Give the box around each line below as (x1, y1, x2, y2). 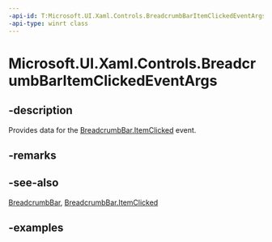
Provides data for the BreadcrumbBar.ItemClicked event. (8, 125, 197, 134)
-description (8, 104, 73, 117)
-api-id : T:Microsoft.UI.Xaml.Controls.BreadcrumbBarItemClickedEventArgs (8, 11, 266, 20)
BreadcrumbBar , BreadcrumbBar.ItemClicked (8, 197, 159, 207)
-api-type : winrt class (8, 19, 89, 28)
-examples (8, 221, 64, 235)
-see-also (8, 176, 59, 190)
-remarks (8, 148, 57, 162)
